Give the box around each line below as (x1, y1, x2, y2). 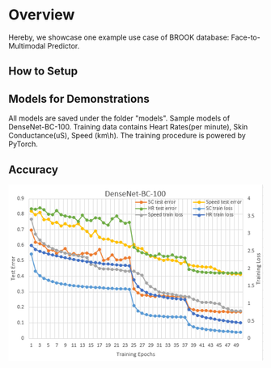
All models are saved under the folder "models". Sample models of (8, 113, 231, 123)
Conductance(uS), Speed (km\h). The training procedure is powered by (8, 131, 247, 141)
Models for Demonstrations (8, 91, 150, 106)
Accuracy (8, 163, 59, 176)
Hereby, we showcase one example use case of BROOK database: (8, 32, 230, 42)
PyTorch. (8, 139, 39, 149)
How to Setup (8, 65, 78, 78)
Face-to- (231, 32, 260, 42)
